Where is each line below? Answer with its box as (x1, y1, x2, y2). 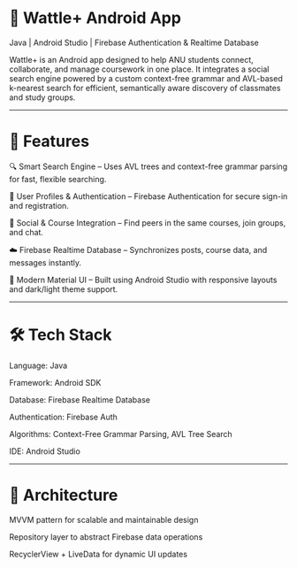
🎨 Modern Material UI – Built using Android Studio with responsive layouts (9, 274, 278, 285)
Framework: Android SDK (9, 377, 102, 388)
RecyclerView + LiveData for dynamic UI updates (9, 549, 188, 559)
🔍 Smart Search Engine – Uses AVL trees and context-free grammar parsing (9, 161, 288, 172)
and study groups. (9, 92, 76, 103)
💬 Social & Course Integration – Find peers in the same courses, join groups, (9, 217, 286, 228)
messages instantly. (9, 257, 82, 268)
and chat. (9, 226, 44, 237)
